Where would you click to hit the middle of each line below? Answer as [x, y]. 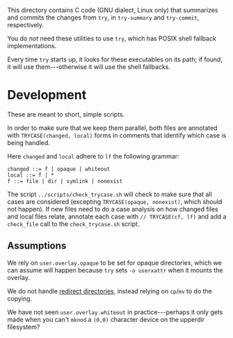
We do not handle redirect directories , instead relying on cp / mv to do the [110, 291]
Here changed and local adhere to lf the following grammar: [93, 156]
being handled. [29, 142]
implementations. [32, 46]
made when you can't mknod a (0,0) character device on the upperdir [106, 319]
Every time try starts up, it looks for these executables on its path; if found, [115, 59]
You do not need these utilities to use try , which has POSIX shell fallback [112, 38]
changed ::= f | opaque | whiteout [59, 169]
